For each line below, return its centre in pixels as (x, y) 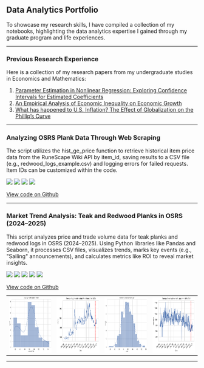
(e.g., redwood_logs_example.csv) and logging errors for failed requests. (97, 164)
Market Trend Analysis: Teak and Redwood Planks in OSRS (95, 216)
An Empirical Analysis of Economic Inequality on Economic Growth (98, 103)
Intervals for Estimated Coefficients (59, 97)
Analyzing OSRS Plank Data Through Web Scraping (83, 138)
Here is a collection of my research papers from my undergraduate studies (100, 72)
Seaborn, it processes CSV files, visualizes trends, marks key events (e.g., (99, 250)
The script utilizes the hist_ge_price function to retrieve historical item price (100, 151)
